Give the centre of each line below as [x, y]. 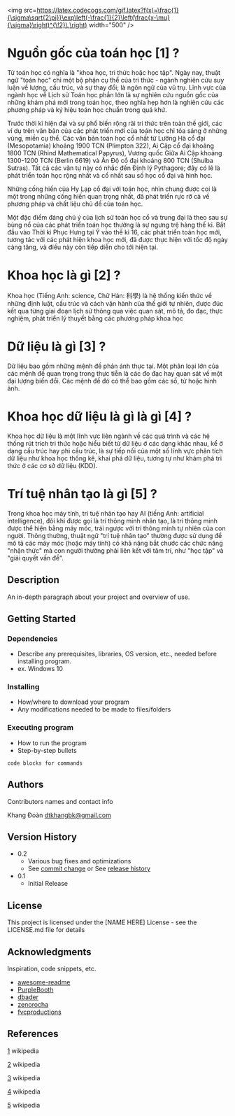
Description [33, 580]
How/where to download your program [73, 702]
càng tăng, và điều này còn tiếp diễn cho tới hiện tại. [83, 247]
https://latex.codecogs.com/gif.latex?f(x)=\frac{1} [108, 10]
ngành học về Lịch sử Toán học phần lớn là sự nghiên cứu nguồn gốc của [113, 94]
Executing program [41, 728]
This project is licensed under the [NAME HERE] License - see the [102, 922]
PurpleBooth [35, 990]
